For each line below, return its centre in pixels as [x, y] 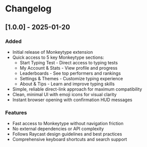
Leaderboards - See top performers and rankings [70, 73]
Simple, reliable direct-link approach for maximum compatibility [77, 89]
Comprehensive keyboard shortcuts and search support [70, 140]
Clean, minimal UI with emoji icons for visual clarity [64, 94]
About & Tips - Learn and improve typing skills [67, 84]
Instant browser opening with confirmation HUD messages [72, 100]
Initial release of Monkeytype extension [53, 52]
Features [16, 113]
